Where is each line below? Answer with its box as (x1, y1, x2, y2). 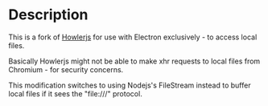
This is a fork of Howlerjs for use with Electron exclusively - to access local (8, 32, 258, 42)
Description (8, 6, 89, 24)
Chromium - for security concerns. (8, 64, 124, 74)
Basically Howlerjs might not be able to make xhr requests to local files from (8, 56, 261, 66)
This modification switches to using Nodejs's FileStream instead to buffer (8, 80, 251, 90)
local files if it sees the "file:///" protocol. (8, 88, 142, 98)
